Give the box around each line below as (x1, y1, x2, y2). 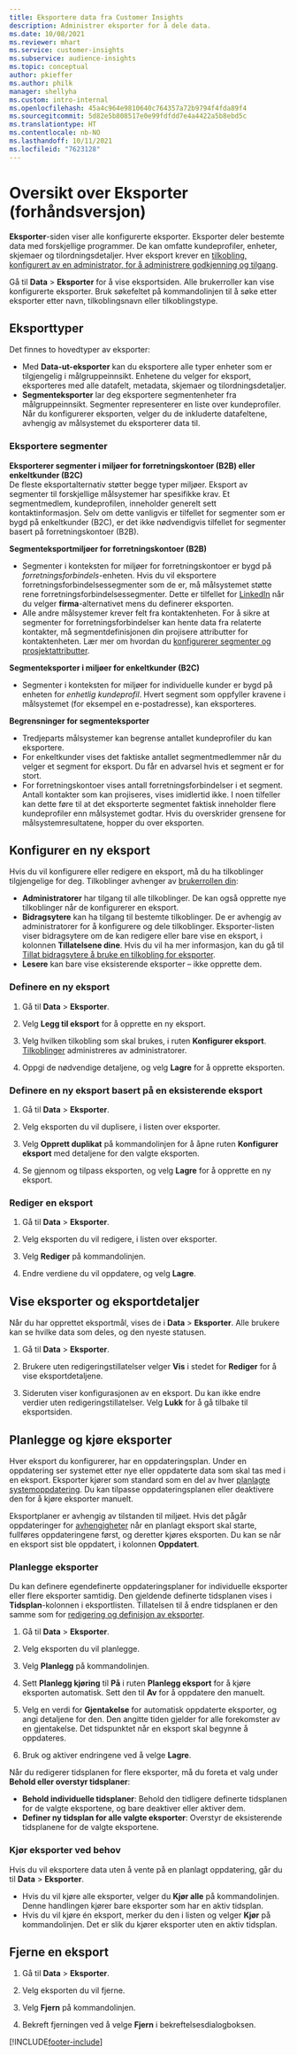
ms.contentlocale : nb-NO (9, 128, 101, 137)
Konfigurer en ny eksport (9, 843, 150, 858)
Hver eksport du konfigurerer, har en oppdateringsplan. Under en (9, 1456, 247, 1466)
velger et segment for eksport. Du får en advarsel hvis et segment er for (21, 761, 285, 772)
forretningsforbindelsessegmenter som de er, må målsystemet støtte (21, 579, 272, 590)
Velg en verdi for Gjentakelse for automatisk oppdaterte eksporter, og (21, 1704, 277, 1715)
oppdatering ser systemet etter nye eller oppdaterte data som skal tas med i (9, 1465, 286, 1476)
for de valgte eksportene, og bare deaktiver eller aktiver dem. (21, 1803, 246, 1814)
